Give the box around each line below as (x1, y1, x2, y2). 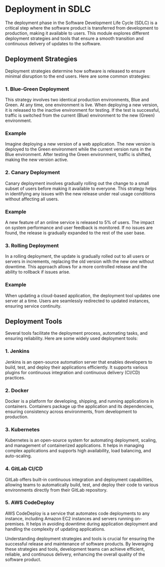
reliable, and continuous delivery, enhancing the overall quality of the (5, 551, 145, 557)
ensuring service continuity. (5, 303, 62, 309)
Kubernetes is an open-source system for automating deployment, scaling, (5, 437, 157, 443)
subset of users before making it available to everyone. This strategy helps (5, 186, 157, 191)
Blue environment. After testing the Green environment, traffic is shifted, (5, 152, 152, 157)
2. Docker (5, 387, 29, 394)
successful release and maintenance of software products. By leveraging (5, 540, 154, 547)
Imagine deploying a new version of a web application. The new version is (5, 141, 155, 147)
